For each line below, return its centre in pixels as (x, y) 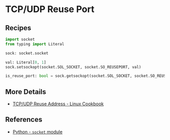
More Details (26, 92)
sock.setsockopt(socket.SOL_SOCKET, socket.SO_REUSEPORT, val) (73, 67)
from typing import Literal (35, 44)
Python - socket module (37, 131)
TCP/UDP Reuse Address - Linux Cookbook (58, 104)
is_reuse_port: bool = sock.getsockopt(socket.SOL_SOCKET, (69, 76)
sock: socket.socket (27, 53)
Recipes (18, 28)
